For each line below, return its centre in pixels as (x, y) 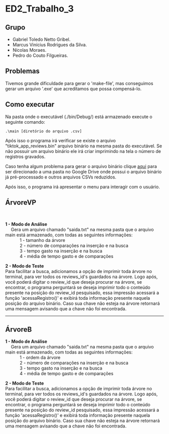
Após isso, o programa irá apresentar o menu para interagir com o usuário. (82, 187)
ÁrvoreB (19, 329)
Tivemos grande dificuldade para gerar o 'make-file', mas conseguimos (79, 83)
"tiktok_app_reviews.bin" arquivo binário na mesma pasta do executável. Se (84, 146)
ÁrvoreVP (21, 202)
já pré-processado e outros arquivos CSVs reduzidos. (61, 177)
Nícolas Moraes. (29, 50)
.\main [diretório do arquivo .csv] (44, 131)
